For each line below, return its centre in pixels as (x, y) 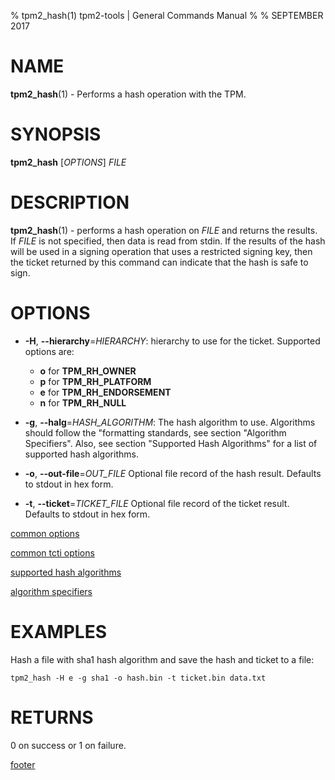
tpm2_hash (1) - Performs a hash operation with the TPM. (128, 94)
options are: (49, 351)
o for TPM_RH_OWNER (88, 371)
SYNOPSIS (56, 134)
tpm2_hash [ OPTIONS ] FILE (68, 162)
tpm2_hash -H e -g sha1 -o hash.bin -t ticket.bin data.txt (138, 678)
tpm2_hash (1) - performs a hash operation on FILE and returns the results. (164, 230)
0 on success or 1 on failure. (68, 745)
